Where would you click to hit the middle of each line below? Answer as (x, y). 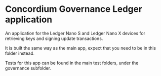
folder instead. (20, 53)
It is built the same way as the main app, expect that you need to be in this (80, 48)
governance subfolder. (28, 68)
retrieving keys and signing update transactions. (54, 38)
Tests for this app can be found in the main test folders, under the (72, 63)
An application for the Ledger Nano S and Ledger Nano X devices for (75, 33)
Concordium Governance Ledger (74, 9)
